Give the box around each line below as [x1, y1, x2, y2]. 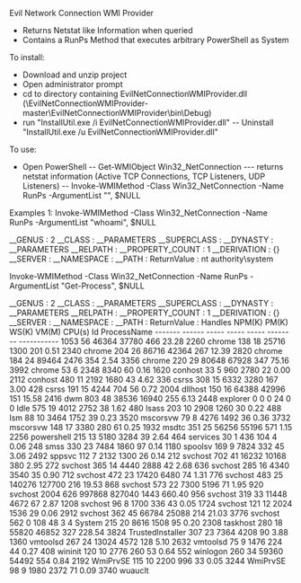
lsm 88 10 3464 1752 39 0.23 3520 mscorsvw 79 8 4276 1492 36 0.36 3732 [9, 412, 291, 423]
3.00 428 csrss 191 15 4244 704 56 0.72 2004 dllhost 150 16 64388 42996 [9, 384, 286, 394]
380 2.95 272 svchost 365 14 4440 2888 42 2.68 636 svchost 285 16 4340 [9, 460, 290, 471]
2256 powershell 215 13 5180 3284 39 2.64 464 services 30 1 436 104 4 [9, 431, 278, 442]
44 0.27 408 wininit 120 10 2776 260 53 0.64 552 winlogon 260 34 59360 [9, 546, 284, 556]
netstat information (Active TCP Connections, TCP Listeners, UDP [22, 171, 266, 181]
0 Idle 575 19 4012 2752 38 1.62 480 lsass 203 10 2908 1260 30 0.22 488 [9, 403, 282, 413]
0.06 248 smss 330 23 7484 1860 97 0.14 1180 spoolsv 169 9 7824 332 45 [9, 441, 285, 452]
